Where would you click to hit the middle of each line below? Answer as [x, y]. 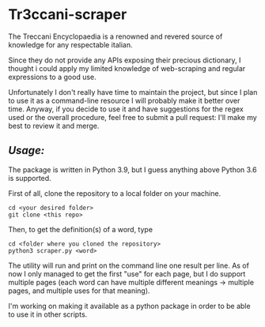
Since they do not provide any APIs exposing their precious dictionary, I [125, 60]
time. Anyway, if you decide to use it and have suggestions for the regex [126, 109]
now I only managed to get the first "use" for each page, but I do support [127, 273]
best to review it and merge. [54, 126]
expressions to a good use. [52, 77]
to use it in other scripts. [48, 314]
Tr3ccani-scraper [68, 15]
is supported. [30, 178]
